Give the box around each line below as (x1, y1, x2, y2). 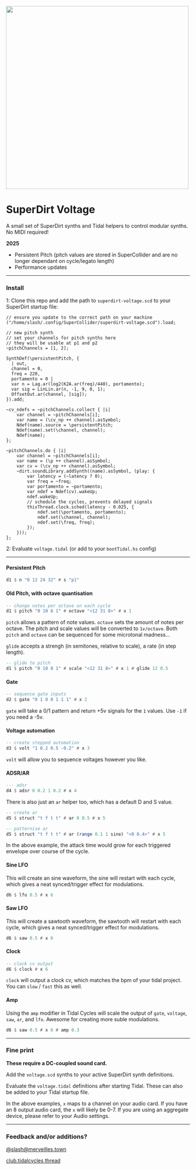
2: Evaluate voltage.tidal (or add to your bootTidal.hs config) (6, 545, 157, 552)
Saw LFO (6, 905, 28, 912)
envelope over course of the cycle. (6, 848, 90, 855)
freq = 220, (11, 371, 41, 377)
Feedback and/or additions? (6, 1133, 87, 1141)
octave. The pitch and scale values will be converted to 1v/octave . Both (6, 625, 178, 632)
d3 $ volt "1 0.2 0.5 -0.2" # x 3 (6, 745, 90, 751)
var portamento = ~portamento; (27, 484, 103, 490)
